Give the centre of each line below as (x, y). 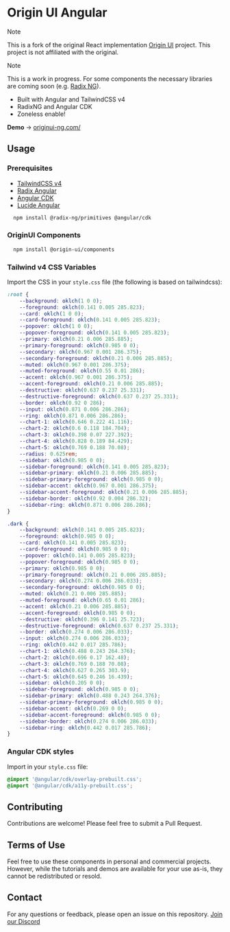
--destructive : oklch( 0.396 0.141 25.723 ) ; (82, 619)
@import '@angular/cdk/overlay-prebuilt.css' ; (75, 779)
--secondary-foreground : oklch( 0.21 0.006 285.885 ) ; (96, 358)
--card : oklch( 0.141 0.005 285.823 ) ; (73, 543)
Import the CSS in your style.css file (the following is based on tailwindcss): (115, 282)
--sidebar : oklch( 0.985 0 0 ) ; (63, 460)
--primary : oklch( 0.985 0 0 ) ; (63, 568)
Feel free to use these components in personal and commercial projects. (109, 861)
